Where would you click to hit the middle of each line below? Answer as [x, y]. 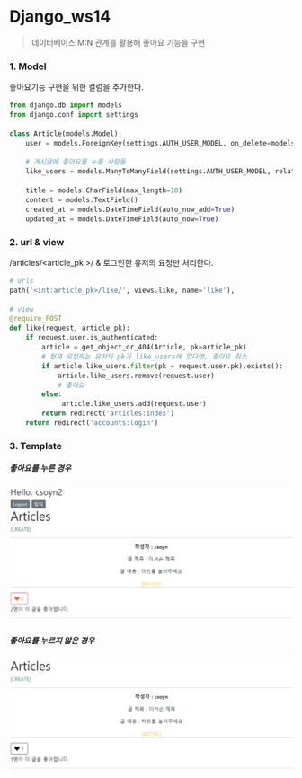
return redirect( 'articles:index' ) [108, 414]
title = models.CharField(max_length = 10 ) [104, 190]
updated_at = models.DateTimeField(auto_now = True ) [122, 219]
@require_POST [36, 319]
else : [52, 394]
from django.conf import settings [74, 115]
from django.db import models [66, 105]
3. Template [36, 446]
